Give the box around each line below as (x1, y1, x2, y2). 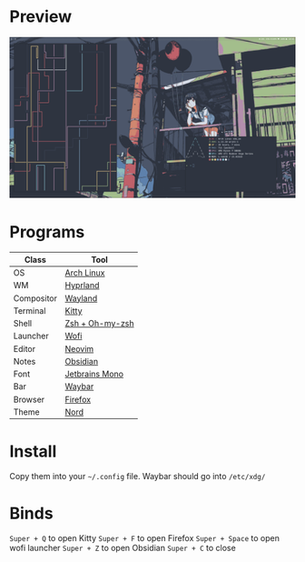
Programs (9, 221, 85, 242)
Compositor (13, 293, 57, 304)
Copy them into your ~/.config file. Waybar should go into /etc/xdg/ (9, 471, 266, 482)
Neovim (64, 343, 94, 354)
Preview (9, 6, 73, 27)
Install (9, 441, 57, 461)
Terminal (13, 305, 46, 316)
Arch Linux (64, 267, 105, 278)
